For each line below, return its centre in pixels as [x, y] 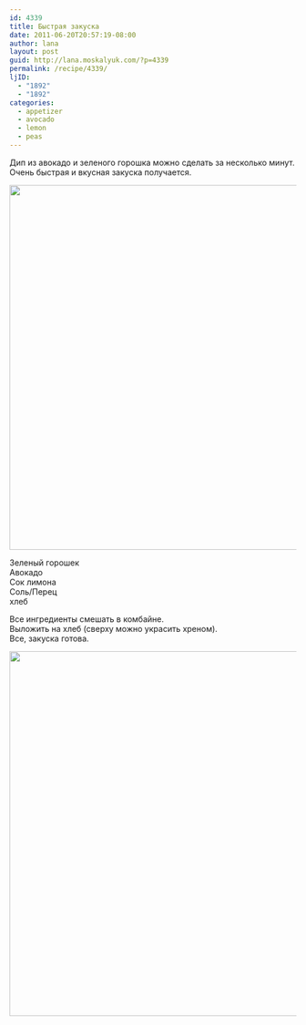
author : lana [34, 43]
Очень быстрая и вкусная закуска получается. [101, 172]
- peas [30, 137]
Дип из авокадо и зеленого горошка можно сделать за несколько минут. [152, 162]
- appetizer [41, 111]
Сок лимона [33, 582]
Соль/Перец [33, 591]
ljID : [20, 78]
